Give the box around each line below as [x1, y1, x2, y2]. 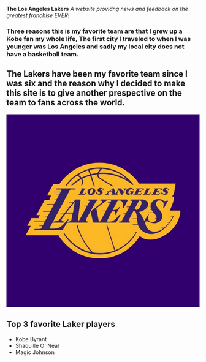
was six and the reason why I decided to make [6, 78, 186, 89]
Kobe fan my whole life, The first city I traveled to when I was [6, 34, 191, 43]
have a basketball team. [6, 50, 79, 58]
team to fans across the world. [6, 97, 126, 108]
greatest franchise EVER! [6, 12, 70, 19]
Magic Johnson [15, 349, 55, 356]
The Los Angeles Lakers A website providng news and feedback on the [6, 6, 188, 12]
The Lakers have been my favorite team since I [6, 69, 188, 79]
